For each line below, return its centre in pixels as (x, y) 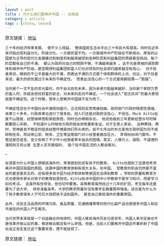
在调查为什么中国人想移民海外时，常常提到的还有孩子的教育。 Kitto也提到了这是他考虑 (81, 163)
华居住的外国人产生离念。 (27, 209)
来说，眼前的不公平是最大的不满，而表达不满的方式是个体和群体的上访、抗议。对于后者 (83, 74)
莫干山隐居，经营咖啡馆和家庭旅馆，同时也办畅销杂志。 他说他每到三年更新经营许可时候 (81, 119)
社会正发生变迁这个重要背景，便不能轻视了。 (43, 229)
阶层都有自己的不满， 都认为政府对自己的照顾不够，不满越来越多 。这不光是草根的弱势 (80, 64)
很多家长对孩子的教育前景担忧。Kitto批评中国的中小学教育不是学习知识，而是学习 (87, 179)
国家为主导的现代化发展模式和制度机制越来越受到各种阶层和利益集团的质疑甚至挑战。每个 (82, 59)
